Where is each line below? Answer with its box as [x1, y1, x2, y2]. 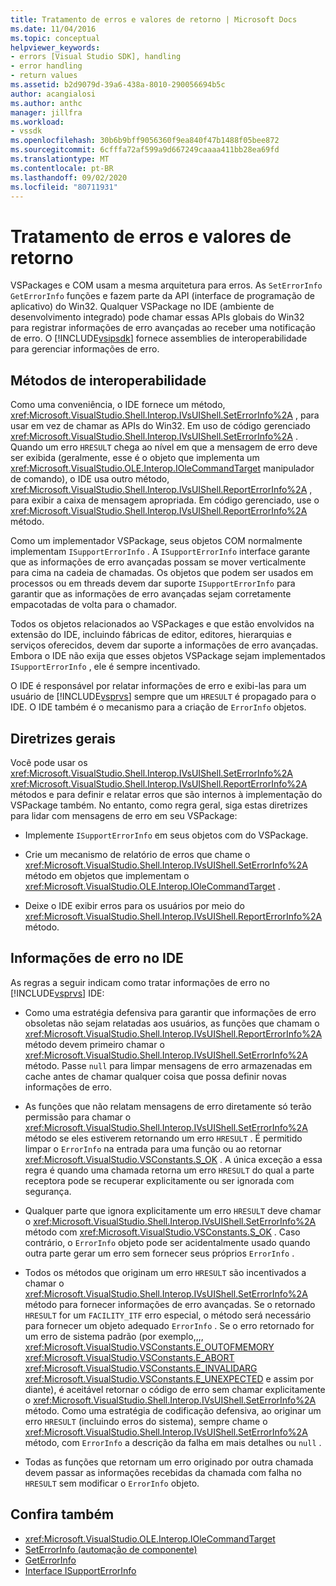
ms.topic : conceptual [10, 33, 101, 43]
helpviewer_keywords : [10, 42, 101, 53]
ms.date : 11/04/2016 [10, 24, 97, 34]
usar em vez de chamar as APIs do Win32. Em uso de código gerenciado [10, 420, 311, 432]
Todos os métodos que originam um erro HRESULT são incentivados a [24, 1266, 307, 1278]
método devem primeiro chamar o [24, 1038, 165, 1050]
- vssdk [10, 126, 43, 136]
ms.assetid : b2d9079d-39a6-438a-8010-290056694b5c [10, 80, 226, 90]
